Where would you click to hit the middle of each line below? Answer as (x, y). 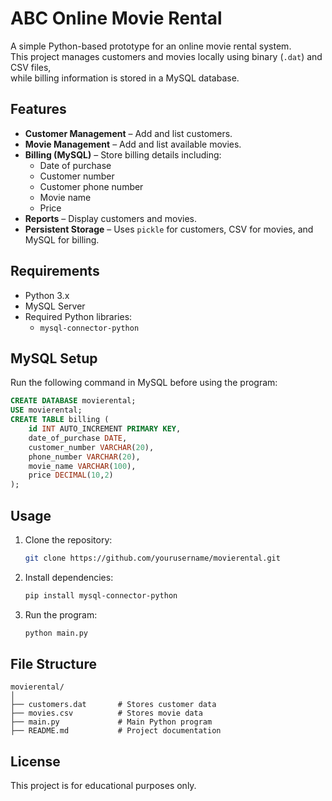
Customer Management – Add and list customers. (128, 133)
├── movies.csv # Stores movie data (106, 713)
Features (38, 109)
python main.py (56, 633)
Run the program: (61, 614)
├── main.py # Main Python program (111, 722)
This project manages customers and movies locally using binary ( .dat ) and (166, 56)
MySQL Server (55, 306)
